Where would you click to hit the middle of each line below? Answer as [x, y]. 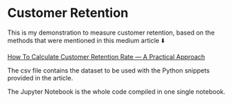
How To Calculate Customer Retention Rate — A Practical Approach [106, 56]
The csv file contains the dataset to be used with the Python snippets [109, 70]
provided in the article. [40, 78]
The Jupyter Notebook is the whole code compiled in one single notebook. [116, 91]
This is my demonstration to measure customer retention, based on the [111, 32]
